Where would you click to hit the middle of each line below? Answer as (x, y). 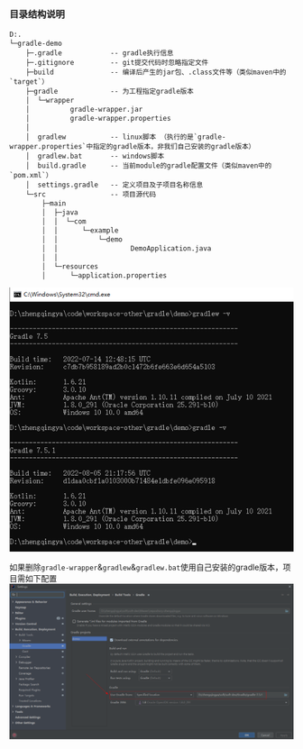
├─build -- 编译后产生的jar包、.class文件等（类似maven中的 (156, 73)
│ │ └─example (80, 231)
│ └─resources (70, 267)
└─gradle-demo (36, 44)
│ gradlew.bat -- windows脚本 (95, 156)
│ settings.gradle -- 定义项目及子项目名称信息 (115, 185)
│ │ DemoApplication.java (127, 249)
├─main (54, 204)
